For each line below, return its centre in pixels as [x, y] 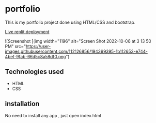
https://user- [38, 46]
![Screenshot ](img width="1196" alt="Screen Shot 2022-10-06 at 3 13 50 [78, 41]
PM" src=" [16, 46]
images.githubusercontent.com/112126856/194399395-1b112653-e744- [76, 51]
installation [22, 104]
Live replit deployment [27, 31]
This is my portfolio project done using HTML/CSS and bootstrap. [70, 22]
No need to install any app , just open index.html [53, 115]
